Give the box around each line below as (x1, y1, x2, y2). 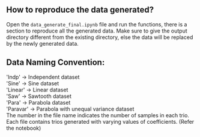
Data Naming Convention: (6, 57, 105, 68)
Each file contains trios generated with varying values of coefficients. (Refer (6, 118, 195, 125)
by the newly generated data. (6, 40, 79, 47)
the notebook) (6, 124, 41, 132)
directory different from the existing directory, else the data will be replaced (6, 33, 193, 41)
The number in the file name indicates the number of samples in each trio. (6, 111, 189, 119)
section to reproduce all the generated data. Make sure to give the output (6, 27, 187, 34)
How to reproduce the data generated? (6, 5, 154, 15)
